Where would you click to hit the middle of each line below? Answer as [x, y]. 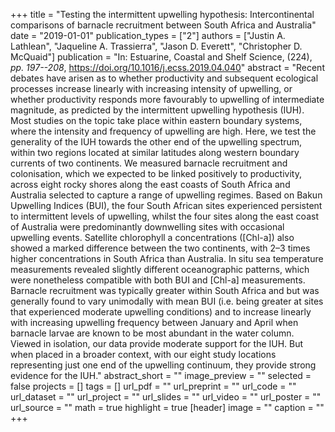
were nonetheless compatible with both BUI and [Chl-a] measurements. [158, 280]
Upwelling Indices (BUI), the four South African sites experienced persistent [166, 205]
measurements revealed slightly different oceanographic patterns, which [160, 269]
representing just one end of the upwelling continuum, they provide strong [163, 365]
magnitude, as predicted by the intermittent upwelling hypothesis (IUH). [157, 110]
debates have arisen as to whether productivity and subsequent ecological [164, 78]
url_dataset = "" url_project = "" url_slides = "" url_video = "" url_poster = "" [166, 397]
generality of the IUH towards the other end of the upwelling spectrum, [156, 142]
